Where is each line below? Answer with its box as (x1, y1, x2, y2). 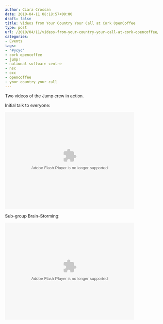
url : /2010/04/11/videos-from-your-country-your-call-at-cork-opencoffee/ (5, 30, 160, 35)
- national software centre (5, 61, 62, 66)
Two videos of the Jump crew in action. (5, 93, 84, 99)
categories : (5, 35, 29, 39)
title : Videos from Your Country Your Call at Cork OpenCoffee (5, 20, 136, 26)
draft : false (5, 16, 32, 21)
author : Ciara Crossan (5, 7, 51, 12)
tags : (5, 43, 16, 48)
